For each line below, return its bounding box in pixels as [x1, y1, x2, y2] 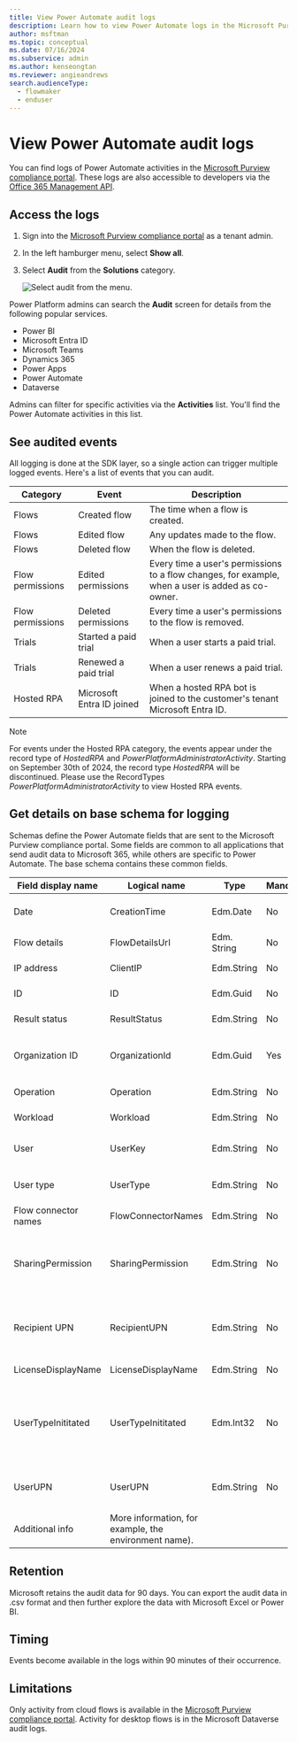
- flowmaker [17, 87, 62, 96]
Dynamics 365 [21, 354, 75, 365]
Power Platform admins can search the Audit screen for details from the [9, 299, 271, 310]
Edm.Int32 [211, 1416, 255, 1429]
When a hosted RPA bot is [148, 681, 257, 693]
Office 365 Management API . [9, 181, 115, 192]
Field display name [17, 879, 99, 891]
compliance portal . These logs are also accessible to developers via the [9, 172, 270, 182]
